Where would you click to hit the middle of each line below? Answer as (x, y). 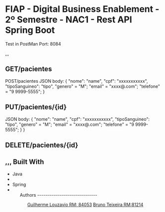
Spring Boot (30, 30)
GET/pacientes (28, 69)
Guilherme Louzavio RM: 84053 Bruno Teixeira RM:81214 (85, 205)
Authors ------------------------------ (58, 195)
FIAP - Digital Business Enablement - (82, 9)
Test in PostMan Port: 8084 (33, 44)
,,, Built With (25, 162)
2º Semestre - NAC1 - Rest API (69, 20)
